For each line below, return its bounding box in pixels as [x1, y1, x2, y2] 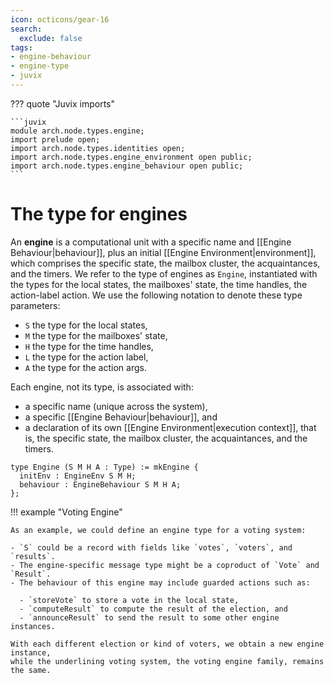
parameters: [10, 299, 61, 311]
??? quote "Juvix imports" [10, 97, 115, 110]
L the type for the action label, [24, 351, 149, 363]
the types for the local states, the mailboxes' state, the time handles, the [10, 278, 308, 290]
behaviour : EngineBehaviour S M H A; [19, 479, 182, 490]
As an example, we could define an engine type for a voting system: [10, 525, 307, 535]
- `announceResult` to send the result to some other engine [19, 612, 280, 623]
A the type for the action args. [24, 361, 147, 373]
